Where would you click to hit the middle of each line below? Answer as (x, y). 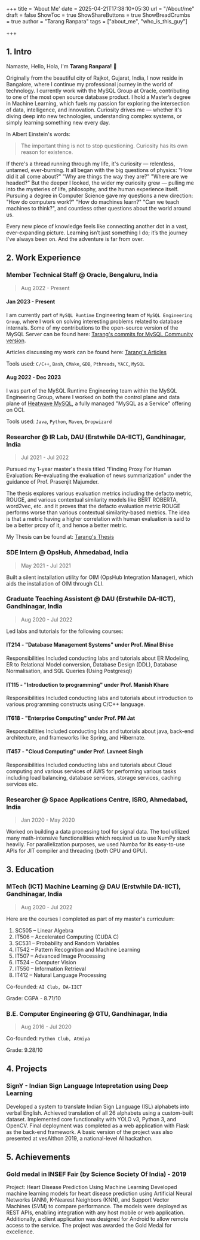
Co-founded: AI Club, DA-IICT (44, 986)
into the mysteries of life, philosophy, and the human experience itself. (93, 189)
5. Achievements (38, 1157)
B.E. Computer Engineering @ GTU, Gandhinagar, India (87, 1013)
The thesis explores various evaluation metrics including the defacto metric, (99, 493)
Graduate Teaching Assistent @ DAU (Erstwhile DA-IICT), (91, 599)
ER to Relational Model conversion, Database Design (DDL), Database (92, 664)
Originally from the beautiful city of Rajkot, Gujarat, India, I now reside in (95, 78)
